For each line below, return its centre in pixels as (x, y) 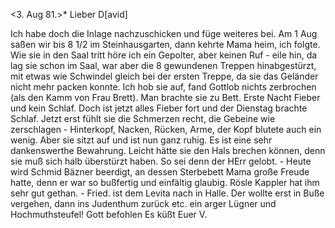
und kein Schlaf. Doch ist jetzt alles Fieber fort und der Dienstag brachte (159, 108)
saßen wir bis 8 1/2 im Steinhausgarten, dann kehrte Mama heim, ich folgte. (165, 44)
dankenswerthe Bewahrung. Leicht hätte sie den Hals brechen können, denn (168, 150)
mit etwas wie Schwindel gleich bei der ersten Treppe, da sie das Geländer (164, 76)
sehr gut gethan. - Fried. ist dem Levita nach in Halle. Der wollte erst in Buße (167, 193)
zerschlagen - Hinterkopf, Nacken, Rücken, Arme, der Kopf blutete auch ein (166, 129)
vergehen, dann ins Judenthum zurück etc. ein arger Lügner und (143, 203)
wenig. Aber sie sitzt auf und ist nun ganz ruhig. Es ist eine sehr (141, 140)
